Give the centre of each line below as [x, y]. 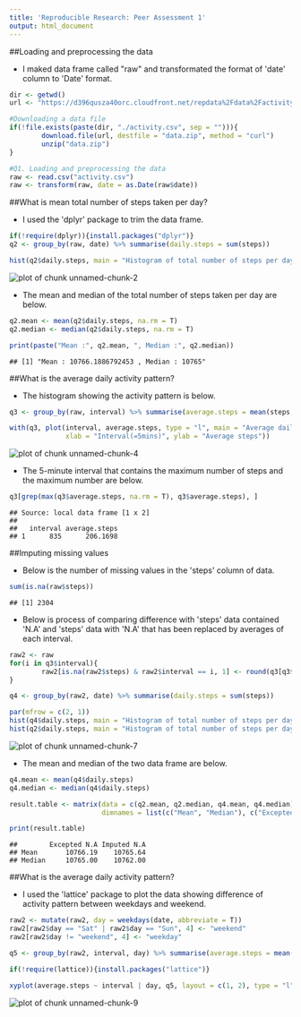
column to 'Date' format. [67, 78]
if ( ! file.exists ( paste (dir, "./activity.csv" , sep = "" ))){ [124, 128]
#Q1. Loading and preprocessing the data [88, 168]
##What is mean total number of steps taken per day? [108, 202]
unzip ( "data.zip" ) [76, 144]
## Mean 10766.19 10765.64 [77, 853]
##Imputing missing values [59, 553]
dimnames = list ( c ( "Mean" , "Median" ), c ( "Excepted [198, 812]
